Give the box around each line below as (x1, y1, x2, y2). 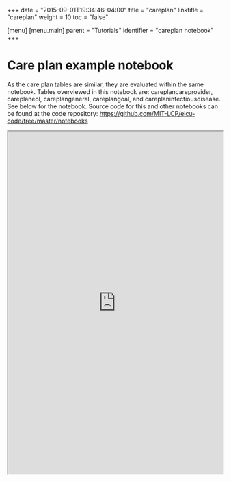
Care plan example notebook (7, 58, 174, 73)
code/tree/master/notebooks (7, 117, 88, 125)
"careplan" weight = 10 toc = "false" (7, 13, 109, 21)
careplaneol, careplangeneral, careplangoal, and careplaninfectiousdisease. (7, 95, 221, 103)
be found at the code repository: (7, 109, 98, 117)
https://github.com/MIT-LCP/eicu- (99, 109, 195, 117)
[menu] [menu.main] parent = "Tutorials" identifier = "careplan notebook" (7, 27, 214, 34)
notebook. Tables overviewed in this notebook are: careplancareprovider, (7, 87, 213, 95)
